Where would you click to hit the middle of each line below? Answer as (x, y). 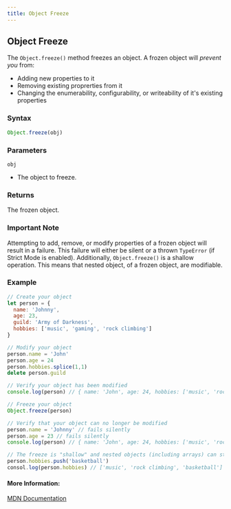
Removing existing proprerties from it (69, 86)
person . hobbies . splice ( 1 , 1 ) (47, 367)
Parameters (27, 150)
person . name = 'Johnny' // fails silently (69, 430)
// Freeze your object (40, 404)
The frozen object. (33, 210)
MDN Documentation (37, 499)
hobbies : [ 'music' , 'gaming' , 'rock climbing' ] (83, 329)
